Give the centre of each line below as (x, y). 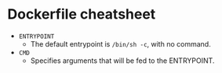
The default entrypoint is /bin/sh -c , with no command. (120, 43)
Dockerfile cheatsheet (82, 14)
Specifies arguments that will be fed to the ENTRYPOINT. (122, 61)
